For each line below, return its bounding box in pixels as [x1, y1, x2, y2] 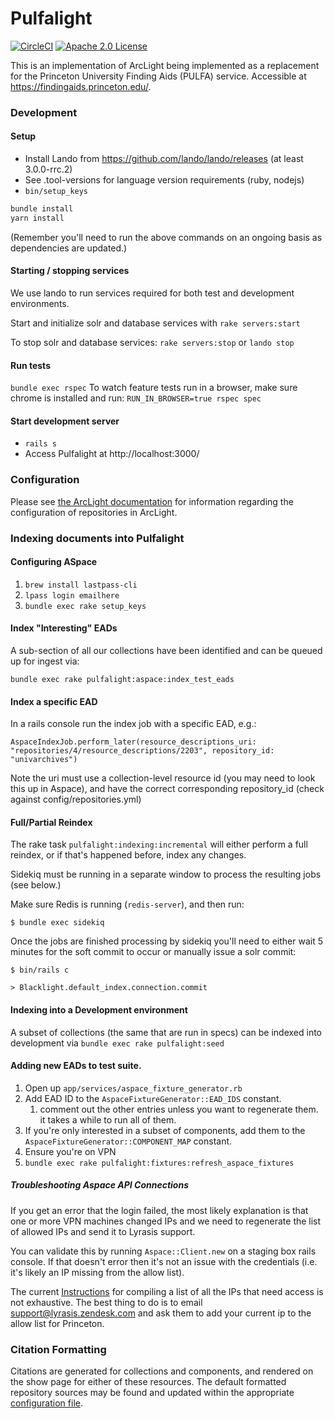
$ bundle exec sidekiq [10, 918, 105, 928]
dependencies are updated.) [10, 242, 128, 254]
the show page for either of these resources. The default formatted [10, 1376, 287, 1388]
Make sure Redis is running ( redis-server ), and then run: [10, 898, 245, 911]
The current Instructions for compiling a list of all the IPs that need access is [10, 1285, 324, 1297]
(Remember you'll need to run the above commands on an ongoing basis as [10, 231, 323, 243]
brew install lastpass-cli [24, 580, 138, 590]
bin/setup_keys [24, 187, 89, 197]
